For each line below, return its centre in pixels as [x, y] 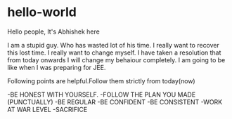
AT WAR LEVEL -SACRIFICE [47, 109]
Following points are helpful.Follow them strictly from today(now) [101, 80]
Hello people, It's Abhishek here [53, 31]
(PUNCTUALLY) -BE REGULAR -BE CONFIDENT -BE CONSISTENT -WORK [115, 101]
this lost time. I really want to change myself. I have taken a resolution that [114, 52]
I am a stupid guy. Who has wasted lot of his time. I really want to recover [114, 45]
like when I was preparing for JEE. [57, 67]
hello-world [42, 12]
